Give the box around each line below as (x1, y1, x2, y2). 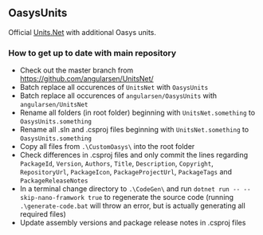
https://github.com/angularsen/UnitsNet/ (19, 74, 154, 84)
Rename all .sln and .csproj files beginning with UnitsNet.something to (19, 125, 249, 135)
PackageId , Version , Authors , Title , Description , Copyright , (19, 159, 214, 168)
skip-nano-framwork (19, 194, 85, 202)
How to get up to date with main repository (8, 47, 177, 58)
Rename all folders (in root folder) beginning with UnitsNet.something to (19, 108, 256, 118)
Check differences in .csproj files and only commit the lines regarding (19, 151, 249, 160)
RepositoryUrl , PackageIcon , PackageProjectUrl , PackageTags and (19, 167, 233, 177)
